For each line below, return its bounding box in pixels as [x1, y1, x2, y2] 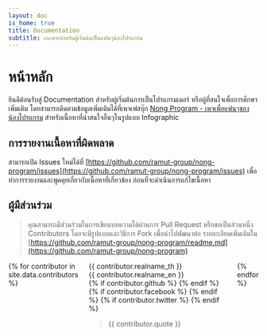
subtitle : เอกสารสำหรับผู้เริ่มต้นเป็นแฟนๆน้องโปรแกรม [8, 33, 143, 42]
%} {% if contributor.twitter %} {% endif [88, 295, 220, 304]
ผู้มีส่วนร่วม [8, 199, 52, 212]
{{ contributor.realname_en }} [88, 269, 184, 279]
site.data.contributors [8, 269, 79, 279]
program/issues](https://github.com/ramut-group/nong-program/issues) [8, 166, 246, 176]
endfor [237, 269, 259, 279]
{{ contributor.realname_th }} [88, 261, 183, 271]
